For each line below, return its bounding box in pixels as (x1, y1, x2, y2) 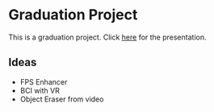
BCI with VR (19, 85, 61, 95)
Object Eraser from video (19, 94, 104, 104)
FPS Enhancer (19, 77, 68, 86)
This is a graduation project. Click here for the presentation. (8, 32, 207, 42)
